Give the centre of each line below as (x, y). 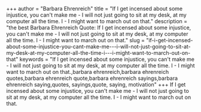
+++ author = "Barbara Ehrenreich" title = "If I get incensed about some (95, 9)
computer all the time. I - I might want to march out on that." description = (97, 21)
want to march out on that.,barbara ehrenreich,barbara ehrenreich (88, 72)
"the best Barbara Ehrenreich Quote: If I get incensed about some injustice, (99, 27)
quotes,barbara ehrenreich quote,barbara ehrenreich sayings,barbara (92, 78)
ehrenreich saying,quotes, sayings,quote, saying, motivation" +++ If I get (96, 85)
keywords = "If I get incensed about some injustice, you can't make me (107, 59)
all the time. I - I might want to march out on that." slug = (76, 40)
